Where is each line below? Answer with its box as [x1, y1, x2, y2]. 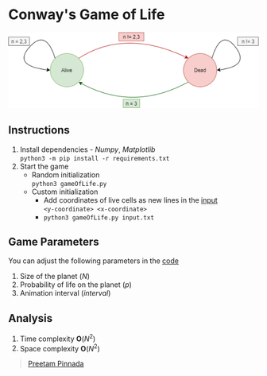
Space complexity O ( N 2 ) [19, 342, 101, 353]
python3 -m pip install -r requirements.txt [19, 154, 170, 162]
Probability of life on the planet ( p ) [19, 280, 133, 289]
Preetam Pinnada [27, 359, 84, 369]
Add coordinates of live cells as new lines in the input [43, 195, 219, 204]
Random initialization [31, 169, 100, 180]
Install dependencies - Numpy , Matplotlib [19, 145, 156, 154]
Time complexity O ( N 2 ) [19, 332, 96, 343]
